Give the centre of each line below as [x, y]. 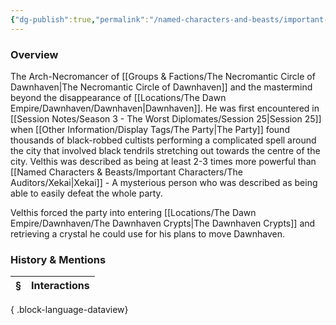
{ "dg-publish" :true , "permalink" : [80, 19]
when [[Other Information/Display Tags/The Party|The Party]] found [150, 129]
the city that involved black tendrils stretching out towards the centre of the [165, 150]
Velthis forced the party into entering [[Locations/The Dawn [133, 212]
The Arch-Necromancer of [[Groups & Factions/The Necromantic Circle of [163, 76]
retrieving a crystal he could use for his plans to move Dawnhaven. [147, 233]
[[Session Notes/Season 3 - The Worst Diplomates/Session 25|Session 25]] [166, 118]
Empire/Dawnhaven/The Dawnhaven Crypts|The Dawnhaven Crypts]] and [163, 223]
